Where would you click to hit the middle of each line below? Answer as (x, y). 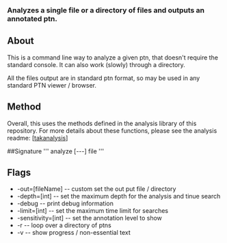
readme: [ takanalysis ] (38, 138)
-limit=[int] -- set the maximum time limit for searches (93, 211)
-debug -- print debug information (65, 203)
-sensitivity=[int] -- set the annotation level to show (90, 218)
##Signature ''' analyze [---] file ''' (56, 151)
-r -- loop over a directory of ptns (64, 225)
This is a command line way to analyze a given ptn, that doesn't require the (113, 57)
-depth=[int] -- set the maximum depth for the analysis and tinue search (119, 196)
